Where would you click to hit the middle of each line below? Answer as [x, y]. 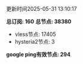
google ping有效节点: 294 [38, 54]
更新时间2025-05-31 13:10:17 [41, 9]
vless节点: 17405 [36, 34]
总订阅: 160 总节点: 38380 [39, 22]
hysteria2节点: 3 [35, 42]
